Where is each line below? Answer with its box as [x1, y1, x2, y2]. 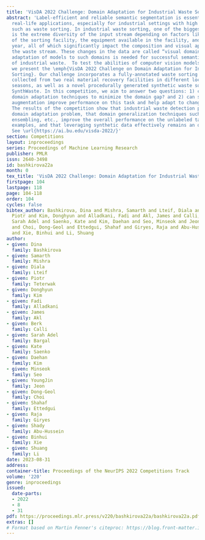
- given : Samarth [6, 252, 51, 259]
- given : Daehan [6, 355, 48, 361]
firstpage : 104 [6, 179, 45, 185]
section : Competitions [6, 133, 64, 140]
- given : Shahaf [6, 400, 48, 406]
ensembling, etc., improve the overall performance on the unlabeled [12, 116, 192, 123]
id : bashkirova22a [6, 162, 53, 168]
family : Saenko [12, 349, 51, 355]
